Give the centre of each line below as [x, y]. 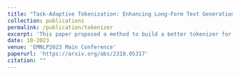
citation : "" [27, 61]
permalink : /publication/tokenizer [60, 27]
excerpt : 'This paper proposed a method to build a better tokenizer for [120, 34]
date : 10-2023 [29, 41]
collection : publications [46, 21]
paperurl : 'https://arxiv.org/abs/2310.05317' [78, 54]
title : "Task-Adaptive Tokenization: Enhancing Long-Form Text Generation [121, 14]
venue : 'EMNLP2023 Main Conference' [62, 47]
